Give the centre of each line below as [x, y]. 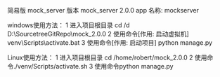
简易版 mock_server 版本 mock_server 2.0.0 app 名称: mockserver [103, 10]
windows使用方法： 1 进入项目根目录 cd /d [69, 25]
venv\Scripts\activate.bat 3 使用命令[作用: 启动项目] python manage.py [110, 43]
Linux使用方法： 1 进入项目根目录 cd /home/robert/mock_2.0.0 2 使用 [107, 57]
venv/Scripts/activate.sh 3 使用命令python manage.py [95, 66]
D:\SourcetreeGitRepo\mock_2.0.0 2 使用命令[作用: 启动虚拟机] [98, 34]
